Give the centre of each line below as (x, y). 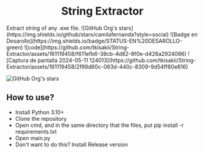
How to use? (30, 97)
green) (15, 47)
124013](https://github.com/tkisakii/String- (142, 60)
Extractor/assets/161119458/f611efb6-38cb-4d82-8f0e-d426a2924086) (97, 53)
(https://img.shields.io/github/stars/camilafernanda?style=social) (88, 34)
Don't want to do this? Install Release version (71, 144)
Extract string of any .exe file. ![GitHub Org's (62, 28)
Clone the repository (41, 118)
